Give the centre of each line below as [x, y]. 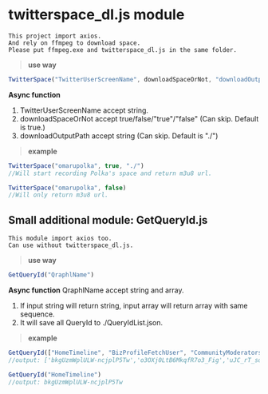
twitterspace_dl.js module [97, 15]
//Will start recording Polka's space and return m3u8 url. [110, 173]
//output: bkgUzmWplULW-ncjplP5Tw [66, 382]
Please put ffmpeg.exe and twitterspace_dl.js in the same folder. [123, 50]
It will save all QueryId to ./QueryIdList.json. [91, 322]
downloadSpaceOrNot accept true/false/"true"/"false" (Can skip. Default [139, 118]
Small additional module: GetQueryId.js [108, 220]
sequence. [37, 314]
